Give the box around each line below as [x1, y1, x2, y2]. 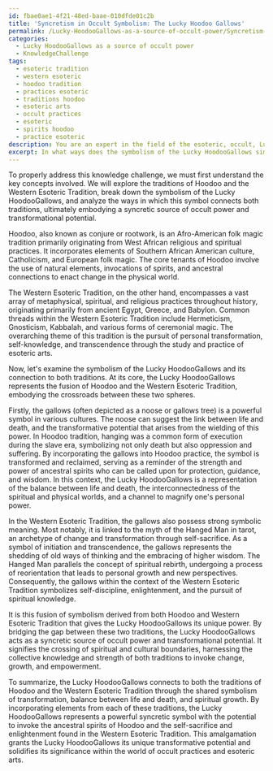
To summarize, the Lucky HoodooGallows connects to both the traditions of [8, 678, 262, 687]
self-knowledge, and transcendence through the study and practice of [8, 340, 245, 349]
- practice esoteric [15, 132, 85, 141]
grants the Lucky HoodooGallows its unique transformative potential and [8, 738, 251, 747]
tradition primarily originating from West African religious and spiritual [8, 237, 242, 248]
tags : [8, 58, 27, 66]
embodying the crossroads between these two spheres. [8, 390, 196, 400]
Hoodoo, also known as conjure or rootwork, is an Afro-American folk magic [8, 229, 264, 239]
